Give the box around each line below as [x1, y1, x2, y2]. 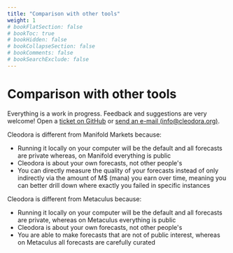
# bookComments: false [7, 50, 73, 57]
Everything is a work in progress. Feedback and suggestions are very [7, 109, 208, 118]
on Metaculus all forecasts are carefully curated [17, 238, 155, 246]
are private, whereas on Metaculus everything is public [17, 215, 176, 224]
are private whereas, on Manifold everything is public [17, 151, 171, 160]
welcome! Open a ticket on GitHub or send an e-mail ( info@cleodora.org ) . [7, 116, 220, 125]
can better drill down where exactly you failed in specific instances [17, 181, 211, 189]
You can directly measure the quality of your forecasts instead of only [17, 166, 219, 175]
